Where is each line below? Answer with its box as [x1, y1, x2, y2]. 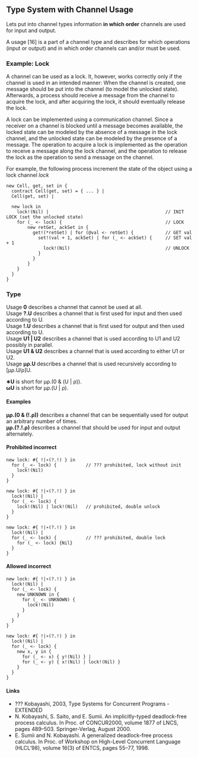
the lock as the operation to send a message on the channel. [6, 154, 154, 161]
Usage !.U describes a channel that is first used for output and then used [6, 323, 185, 330]
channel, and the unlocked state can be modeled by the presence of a [6, 135, 178, 142]
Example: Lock [6, 59, 50, 68]
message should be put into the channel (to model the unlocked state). [6, 85, 179, 93]
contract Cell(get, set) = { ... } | [11, 188, 105, 195]
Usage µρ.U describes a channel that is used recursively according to [6, 360, 177, 367]
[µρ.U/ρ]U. [6, 367, 32, 374]
